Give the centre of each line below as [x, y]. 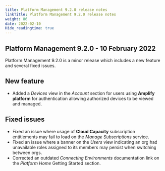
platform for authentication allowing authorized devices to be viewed [83, 98]
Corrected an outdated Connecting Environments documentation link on [86, 158]
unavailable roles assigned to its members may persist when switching [84, 147]
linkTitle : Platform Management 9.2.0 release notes [61, 14]
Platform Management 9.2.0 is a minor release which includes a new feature [83, 60]
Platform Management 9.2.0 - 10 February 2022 [81, 48]
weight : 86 [16, 19]
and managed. [27, 104]
